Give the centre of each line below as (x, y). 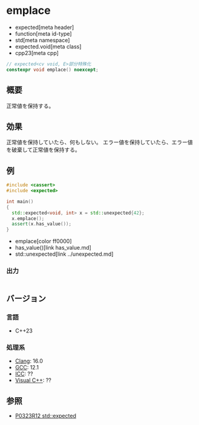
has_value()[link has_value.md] (53, 248)
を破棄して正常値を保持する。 (43, 150)
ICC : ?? (24, 374)
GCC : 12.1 (27, 368)
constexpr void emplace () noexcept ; (52, 70)
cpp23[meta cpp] (37, 53)
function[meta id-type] (43, 33)
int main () (20, 201)
